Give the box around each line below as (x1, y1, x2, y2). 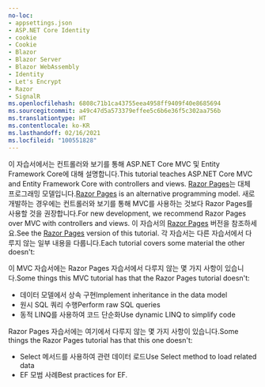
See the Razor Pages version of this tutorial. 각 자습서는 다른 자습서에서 (16, 228, 244, 238)
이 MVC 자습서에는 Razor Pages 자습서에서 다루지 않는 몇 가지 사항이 (8, 263, 223, 272)
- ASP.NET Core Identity (8, 26, 90, 34)
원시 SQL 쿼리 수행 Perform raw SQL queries (19, 299, 161, 309)
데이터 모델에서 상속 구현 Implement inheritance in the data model (19, 290, 228, 299)
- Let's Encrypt (8, 77, 62, 85)
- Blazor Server (8, 56, 62, 64)
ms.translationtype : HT (8, 115, 87, 122)
